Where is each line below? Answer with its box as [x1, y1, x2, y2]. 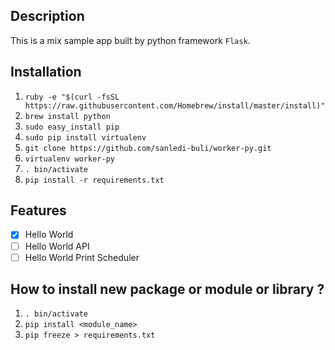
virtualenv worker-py [24, 154, 115, 164]
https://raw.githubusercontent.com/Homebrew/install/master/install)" [24, 100, 326, 111]
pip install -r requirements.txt [24, 175, 165, 185]
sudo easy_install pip [24, 122, 120, 132]
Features [10, 202, 67, 219]
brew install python [24, 111, 111, 121]
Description [10, 8, 85, 25]
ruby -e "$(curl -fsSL [24, 92, 120, 102]
